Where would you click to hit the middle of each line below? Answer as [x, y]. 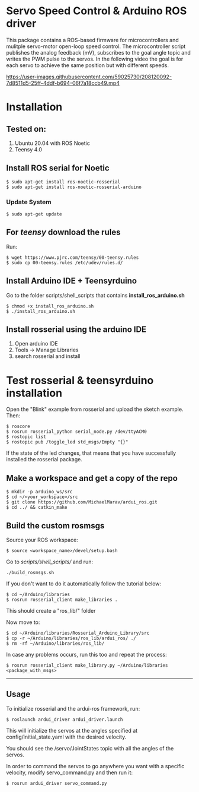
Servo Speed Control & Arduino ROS [97, 11]
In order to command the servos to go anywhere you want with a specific [95, 766]
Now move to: [23, 622]
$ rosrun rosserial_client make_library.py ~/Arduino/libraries [87, 666]
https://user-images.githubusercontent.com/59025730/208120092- [89, 77]
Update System [29, 202]
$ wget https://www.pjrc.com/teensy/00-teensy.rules [73, 257]
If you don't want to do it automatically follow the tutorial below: [84, 584]
